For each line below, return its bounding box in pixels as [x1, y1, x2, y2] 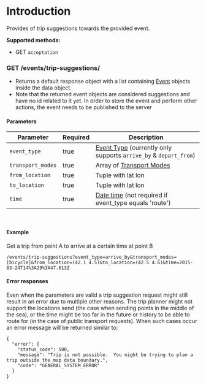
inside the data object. [15, 84, 72, 91]
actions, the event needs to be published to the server [15, 104, 152, 111]
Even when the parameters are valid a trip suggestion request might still [6, 291, 188, 299]
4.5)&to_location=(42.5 [88, 259, 150, 265]
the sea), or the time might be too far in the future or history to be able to [6, 311, 190, 318]
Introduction [6, 4, 71, 18]
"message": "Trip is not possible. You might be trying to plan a [17, 351, 193, 358]
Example [6, 229, 29, 236]
